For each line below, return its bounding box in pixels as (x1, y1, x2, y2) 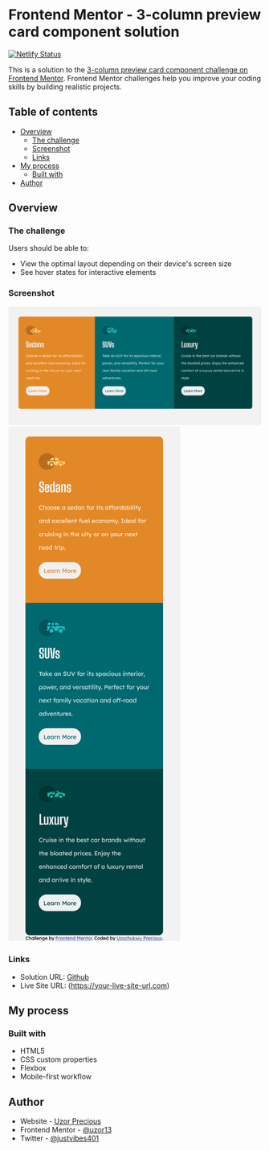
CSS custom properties (19, 1055, 98, 1064)
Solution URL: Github (19, 972, 90, 981)
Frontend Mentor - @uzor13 (19, 1125, 112, 1135)
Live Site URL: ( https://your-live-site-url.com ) (19, 981, 170, 990)
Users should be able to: (8, 244, 90, 253)
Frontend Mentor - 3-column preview (8, 6, 262, 24)
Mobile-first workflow (19, 1071, 92, 1082)
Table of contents (8, 105, 98, 119)
